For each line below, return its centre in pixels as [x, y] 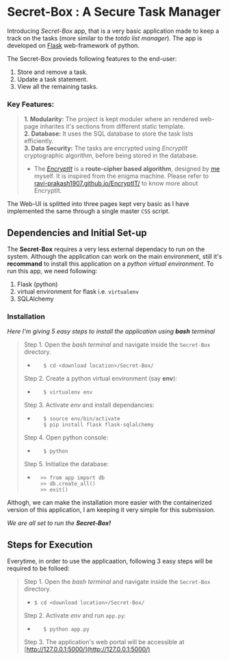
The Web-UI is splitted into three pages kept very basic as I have [98, 204]
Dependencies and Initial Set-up [77, 232]
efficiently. [39, 141]
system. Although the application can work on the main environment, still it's [114, 257]
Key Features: [31, 104]
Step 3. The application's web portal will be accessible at [104, 642]
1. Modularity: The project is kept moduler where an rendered [111, 119]
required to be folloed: [38, 568]
